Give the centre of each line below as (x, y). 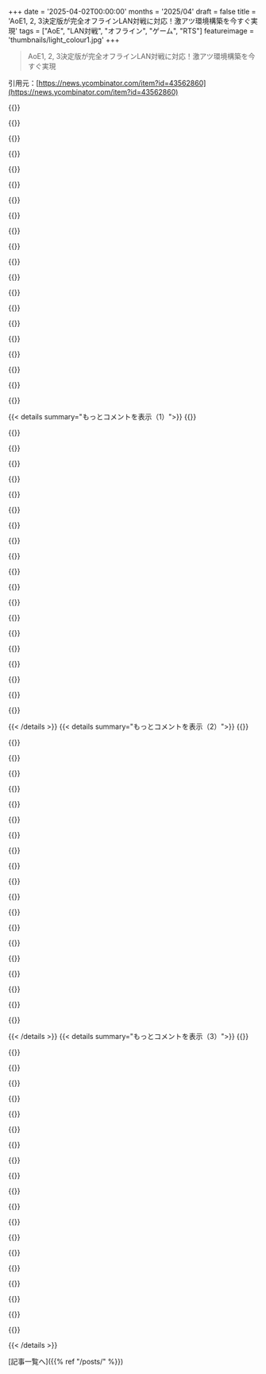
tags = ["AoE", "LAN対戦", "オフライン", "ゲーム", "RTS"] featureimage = (137, 31)
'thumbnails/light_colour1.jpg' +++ (64, 40)
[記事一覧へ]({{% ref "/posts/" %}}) (66, 1361)
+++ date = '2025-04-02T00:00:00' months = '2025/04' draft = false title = (132, 12)
